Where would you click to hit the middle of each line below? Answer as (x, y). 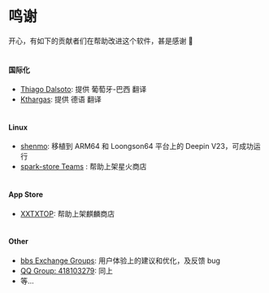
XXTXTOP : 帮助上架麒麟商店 (67, 213)
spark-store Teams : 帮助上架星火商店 (83, 167)
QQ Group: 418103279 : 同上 (67, 270)
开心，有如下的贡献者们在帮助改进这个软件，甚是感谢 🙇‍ (101, 41)
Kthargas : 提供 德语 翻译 (61, 99)
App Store (26, 194)
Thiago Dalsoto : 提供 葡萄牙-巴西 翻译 (83, 90)
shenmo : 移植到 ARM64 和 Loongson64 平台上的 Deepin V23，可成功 (137, 146)
